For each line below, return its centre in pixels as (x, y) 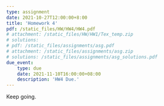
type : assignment (28, 12)
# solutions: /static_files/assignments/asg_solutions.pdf (82, 57)
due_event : (20, 62)
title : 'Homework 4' (32, 23)
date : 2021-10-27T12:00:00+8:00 (47, 18)
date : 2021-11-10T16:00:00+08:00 (59, 74)
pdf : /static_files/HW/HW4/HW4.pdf (51, 29)
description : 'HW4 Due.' (48, 79)
